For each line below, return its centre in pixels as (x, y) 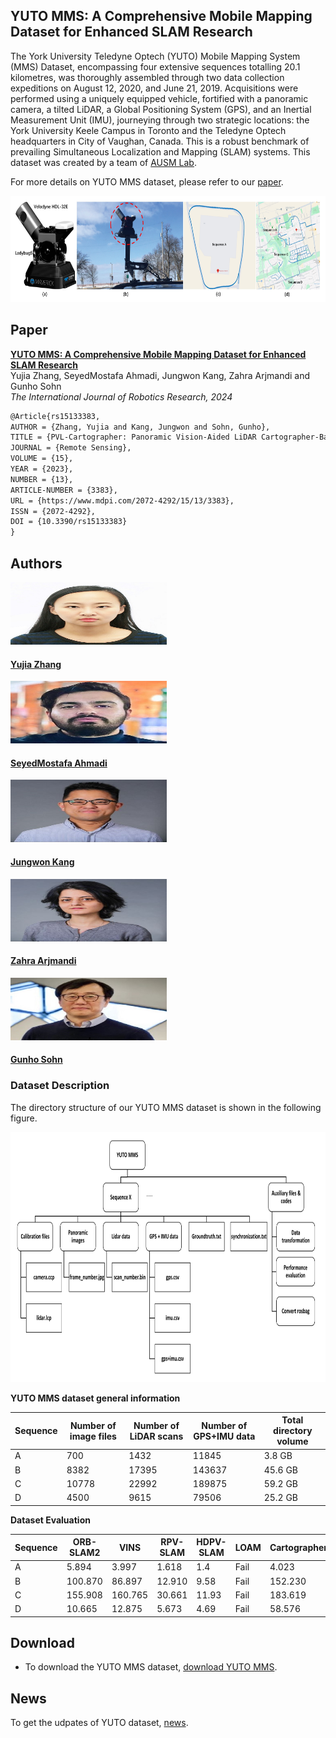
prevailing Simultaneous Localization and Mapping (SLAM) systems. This (160, 151)
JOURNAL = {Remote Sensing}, (71, 448)
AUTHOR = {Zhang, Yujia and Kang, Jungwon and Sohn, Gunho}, (140, 427)
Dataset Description (60, 1086)
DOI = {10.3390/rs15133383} (69, 522)
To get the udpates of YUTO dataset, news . (99, 1723)
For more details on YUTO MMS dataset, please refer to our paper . (147, 181)
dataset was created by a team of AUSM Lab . (103, 162)
